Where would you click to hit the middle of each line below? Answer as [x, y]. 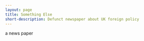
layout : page [19, 10]
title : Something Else [29, 14]
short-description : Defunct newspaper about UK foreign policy [72, 19]
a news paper [19, 33]
